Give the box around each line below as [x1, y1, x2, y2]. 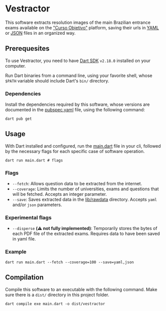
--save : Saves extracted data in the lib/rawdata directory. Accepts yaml [12, 197, 157, 203]
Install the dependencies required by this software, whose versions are [5, 101, 150, 107]
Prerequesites [5, 44, 50, 53]
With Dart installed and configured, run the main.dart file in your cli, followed [5, 143, 161, 149]
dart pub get [5, 116, 32, 122]
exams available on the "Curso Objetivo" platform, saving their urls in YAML [5, 24, 160, 30]
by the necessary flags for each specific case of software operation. [5, 148, 145, 154]
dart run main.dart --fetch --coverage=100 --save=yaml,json [5, 259, 134, 265]
